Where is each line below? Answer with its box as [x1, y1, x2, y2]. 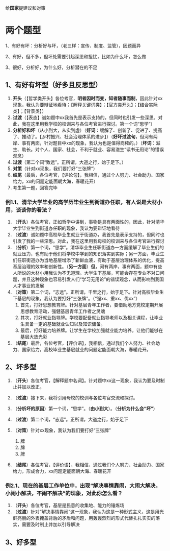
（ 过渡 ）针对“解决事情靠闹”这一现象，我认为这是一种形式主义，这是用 [12, 509, 160, 515]
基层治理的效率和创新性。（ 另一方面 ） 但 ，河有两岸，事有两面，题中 [12, 263, 154, 270]
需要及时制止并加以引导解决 [21, 521, 80, 528]
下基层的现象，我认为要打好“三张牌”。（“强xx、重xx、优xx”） [12, 296, 140, 302]
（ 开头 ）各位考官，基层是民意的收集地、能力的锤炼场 [12, 502, 125, 509]
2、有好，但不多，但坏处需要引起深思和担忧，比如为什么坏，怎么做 [5, 53, 147, 59]
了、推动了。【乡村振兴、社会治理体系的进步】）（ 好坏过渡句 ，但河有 [12, 133, 154, 139]
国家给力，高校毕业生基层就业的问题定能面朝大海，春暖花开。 [21, 347, 151, 353]
